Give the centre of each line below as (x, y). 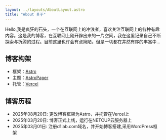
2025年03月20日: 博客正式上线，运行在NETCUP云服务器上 (72, 120)
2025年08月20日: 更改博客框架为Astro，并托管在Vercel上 (71, 114)
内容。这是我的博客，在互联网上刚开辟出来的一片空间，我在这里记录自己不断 (83, 35)
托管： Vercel (25, 84)
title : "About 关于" (25, 14)
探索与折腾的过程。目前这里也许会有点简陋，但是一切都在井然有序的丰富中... (83, 41)
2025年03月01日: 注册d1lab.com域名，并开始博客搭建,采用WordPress (83, 127)
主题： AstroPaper (30, 78)
